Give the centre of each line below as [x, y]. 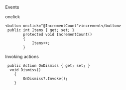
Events [12, 7]
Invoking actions [22, 57]
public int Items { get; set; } [41, 30]
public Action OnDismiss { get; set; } [49, 66]
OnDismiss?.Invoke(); [46, 79]
